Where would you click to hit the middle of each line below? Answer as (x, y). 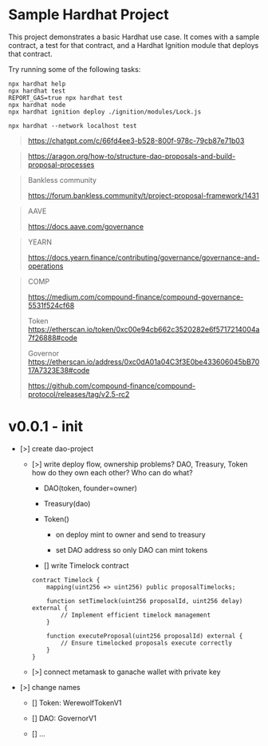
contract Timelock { (66, 580)
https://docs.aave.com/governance (86, 226)
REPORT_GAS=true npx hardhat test (66, 97)
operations (45, 266)
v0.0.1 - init (46, 427)
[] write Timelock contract (86, 565)
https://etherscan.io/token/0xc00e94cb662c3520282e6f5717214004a (144, 329)
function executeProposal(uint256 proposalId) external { (145, 636)
